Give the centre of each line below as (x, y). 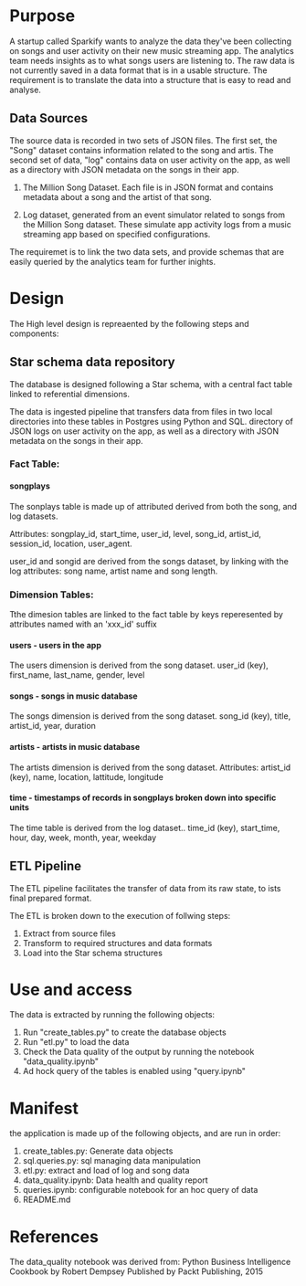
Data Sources (49, 118)
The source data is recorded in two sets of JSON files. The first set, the (143, 140)
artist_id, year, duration (53, 726)
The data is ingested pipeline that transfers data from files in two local (141, 411)
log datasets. (34, 516)
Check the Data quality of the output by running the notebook (138, 1052)
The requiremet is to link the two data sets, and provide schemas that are (147, 251)
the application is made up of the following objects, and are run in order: (145, 1133)
